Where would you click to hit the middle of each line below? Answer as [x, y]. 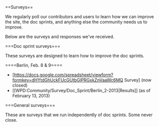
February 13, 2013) [31, 96]
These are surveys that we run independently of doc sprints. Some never [79, 115]
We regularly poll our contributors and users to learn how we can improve [79, 16]
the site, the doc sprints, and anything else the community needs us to [76, 22]
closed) [20, 85]
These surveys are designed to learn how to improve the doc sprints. [75, 56]
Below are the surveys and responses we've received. [60, 37]
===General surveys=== [30, 105]
